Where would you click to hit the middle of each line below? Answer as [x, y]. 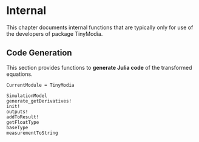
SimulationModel [27, 96]
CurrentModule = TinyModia [40, 85]
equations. [19, 74]
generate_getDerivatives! [39, 101]
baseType [17, 127]
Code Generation [39, 53]
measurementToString [32, 133]
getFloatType [23, 122]
